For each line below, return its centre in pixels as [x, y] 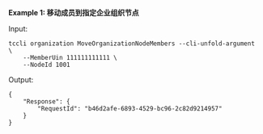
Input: [18, 29]
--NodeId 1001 [47, 65]
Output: [21, 80]
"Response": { [47, 102]
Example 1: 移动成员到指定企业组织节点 [74, 13]
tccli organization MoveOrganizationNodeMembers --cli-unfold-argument [131, 44]
